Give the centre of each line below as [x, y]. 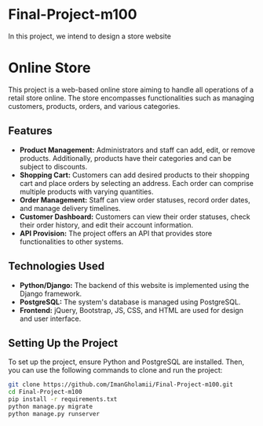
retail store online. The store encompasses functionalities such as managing [131, 98]
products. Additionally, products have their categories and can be [125, 158]
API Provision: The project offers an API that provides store [116, 233]
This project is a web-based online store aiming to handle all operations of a [131, 89]
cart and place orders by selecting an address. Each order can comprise [136, 183]
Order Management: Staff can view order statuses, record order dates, [135, 200]
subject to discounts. [53, 166]
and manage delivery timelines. [70, 208]
